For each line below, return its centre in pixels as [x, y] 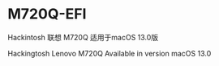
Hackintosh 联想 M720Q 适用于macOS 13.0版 [83, 37]
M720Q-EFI [47, 14]
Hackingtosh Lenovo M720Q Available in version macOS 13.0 [109, 53]
